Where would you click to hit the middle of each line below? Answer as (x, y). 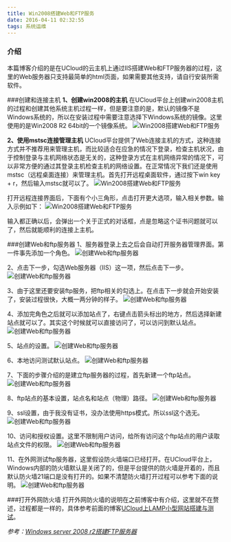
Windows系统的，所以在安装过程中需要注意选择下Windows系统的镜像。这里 (115, 117)
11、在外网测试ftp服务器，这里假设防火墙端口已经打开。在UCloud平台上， (111, 459)
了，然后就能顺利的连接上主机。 (52, 229)
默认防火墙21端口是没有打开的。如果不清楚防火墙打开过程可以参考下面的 (110, 476)
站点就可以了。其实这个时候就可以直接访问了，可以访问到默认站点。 (103, 322)
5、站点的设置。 (30, 345)
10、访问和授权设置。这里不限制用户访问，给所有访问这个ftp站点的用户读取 (113, 436)
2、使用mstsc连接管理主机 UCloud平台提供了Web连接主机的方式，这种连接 (114, 140)
